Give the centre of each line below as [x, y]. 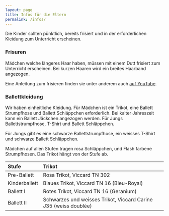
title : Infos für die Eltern [36, 15]
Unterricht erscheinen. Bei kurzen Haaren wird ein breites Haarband [76, 68]
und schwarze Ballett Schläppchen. [42, 139]
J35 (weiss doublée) [67, 206]
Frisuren [16, 52]
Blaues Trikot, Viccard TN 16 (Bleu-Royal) [93, 183]
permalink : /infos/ [26, 19]
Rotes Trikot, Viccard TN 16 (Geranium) [90, 191]
